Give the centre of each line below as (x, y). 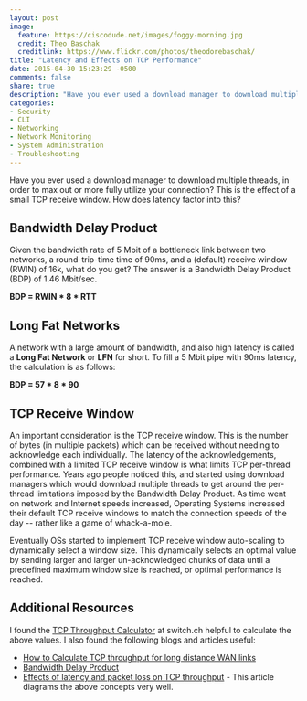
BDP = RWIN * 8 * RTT (53, 297)
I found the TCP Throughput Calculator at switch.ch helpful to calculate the (150, 630)
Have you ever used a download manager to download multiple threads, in (149, 180)
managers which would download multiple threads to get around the (138, 484)
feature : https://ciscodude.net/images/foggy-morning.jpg (131, 35)
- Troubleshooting (44, 154)
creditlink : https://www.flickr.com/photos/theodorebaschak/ (137, 52)
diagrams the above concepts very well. (98, 686)
